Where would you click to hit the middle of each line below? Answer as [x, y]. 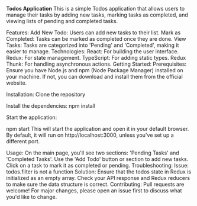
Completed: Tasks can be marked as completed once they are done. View [96, 39]
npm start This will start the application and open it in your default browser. [98, 129]
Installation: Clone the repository [46, 94]
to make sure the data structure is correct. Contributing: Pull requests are [95, 184]
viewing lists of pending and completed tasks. [62, 21]
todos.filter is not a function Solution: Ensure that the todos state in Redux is [98, 172]
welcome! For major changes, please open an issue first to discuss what [94, 191]
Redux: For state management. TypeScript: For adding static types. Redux [96, 58]
